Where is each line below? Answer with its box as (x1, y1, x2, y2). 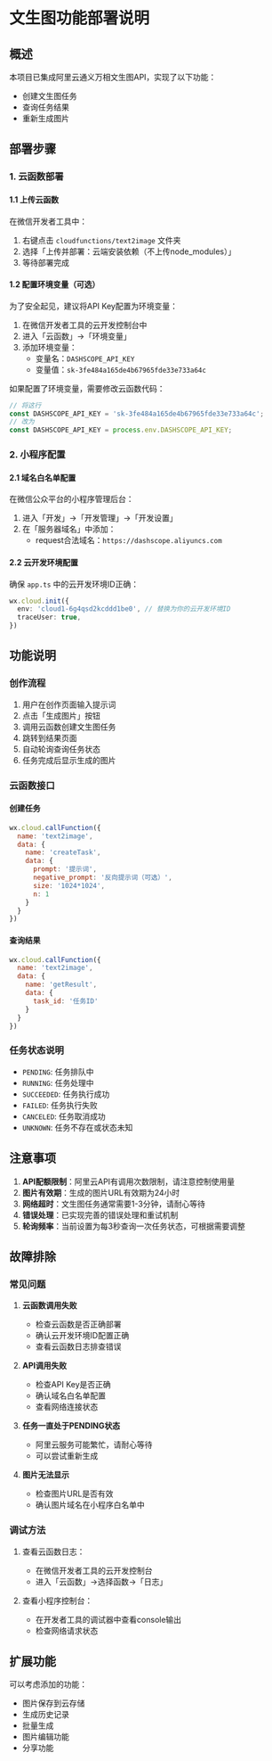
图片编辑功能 (21, 1732, 69, 1742)
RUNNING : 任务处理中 (21, 1077, 94, 1088)
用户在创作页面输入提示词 (21, 699, 116, 710)
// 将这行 (9, 400, 42, 410)
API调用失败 (21, 1361, 68, 1371)
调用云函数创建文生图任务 (21, 721, 116, 732)
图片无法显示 (21, 1469, 69, 1480)
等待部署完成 (21, 257, 69, 267)
